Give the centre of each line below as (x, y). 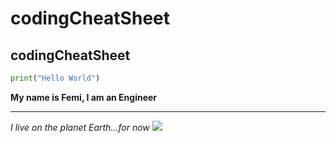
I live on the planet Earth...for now (80, 127)
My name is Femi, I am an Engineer (84, 97)
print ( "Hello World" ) (55, 78)
